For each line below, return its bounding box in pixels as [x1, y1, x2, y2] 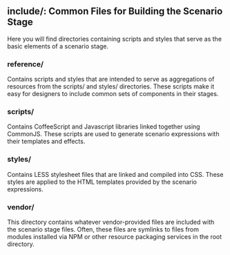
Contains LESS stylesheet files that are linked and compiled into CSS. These [7, 170, 224, 178]
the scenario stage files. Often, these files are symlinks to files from [7, 225, 199, 234]
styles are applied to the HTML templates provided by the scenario [7, 178, 197, 186]
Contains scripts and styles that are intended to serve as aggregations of [7, 75, 215, 84]
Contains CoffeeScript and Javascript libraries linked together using [7, 122, 200, 131]
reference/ [7, 59, 44, 68]
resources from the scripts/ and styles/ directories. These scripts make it [7, 82, 215, 91]
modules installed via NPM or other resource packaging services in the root [7, 233, 222, 240]
